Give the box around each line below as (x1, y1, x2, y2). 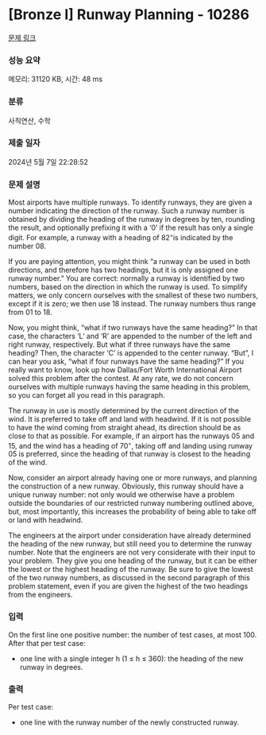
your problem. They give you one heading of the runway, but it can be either (8, 556, 258, 566)
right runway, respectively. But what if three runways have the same (8, 340, 231, 349)
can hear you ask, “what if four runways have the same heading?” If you (8, 356, 245, 366)
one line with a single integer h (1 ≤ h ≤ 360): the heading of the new (19, 654, 244, 663)
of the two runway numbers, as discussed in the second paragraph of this (8, 573, 250, 582)
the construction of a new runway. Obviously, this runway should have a (8, 481, 244, 491)
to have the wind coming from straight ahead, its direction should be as (8, 422, 241, 432)
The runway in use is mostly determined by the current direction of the (8, 406, 240, 415)
